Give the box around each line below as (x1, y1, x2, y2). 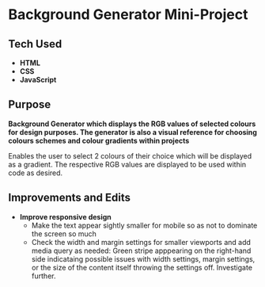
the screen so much (31, 228, 97, 239)
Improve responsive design (19, 212, 112, 221)
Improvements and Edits (8, 191, 131, 205)
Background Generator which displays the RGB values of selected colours (8, 119, 256, 128)
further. (31, 271, 56, 281)
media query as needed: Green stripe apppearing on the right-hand (31, 246, 252, 255)
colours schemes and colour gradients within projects (8, 136, 190, 145)
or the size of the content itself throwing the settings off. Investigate (31, 262, 253, 272)
